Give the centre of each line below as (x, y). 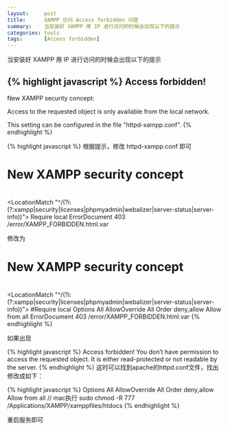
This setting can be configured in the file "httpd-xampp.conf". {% (100, 125)
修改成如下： (25, 376)
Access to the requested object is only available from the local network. (109, 111)
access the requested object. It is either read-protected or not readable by (112, 359)
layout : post (32, 13)
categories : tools (33, 33)
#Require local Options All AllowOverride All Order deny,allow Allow (126, 309)
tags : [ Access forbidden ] (53, 39)
